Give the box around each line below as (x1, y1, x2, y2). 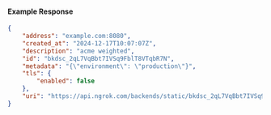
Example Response (7, 6, 74, 16)
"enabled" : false (36, 77, 95, 85)
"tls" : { (22, 70, 52, 78)
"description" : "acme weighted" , (22, 47, 135, 55)
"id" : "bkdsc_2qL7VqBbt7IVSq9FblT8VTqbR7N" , (22, 54, 175, 62)
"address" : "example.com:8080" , (22, 32, 131, 40)
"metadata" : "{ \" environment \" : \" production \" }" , (22, 62, 197, 70)
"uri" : (22, 92, 44, 100)
